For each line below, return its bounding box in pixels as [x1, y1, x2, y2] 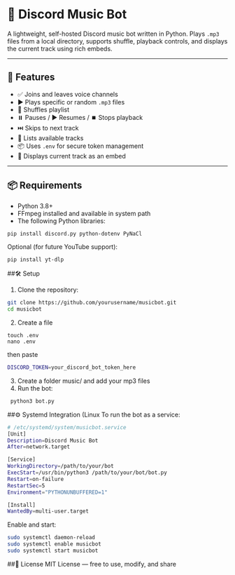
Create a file [17, 318, 53, 327]
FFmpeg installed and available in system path [17, 209, 151, 217]
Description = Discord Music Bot [7, 437, 99, 444]
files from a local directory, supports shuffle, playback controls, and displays [7, 36, 228, 45]
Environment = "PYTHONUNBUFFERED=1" [7, 489, 108, 496]
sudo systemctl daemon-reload [7, 534, 96, 541]
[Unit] [7, 431, 27, 438]
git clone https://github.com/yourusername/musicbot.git [7, 299, 177, 306]
